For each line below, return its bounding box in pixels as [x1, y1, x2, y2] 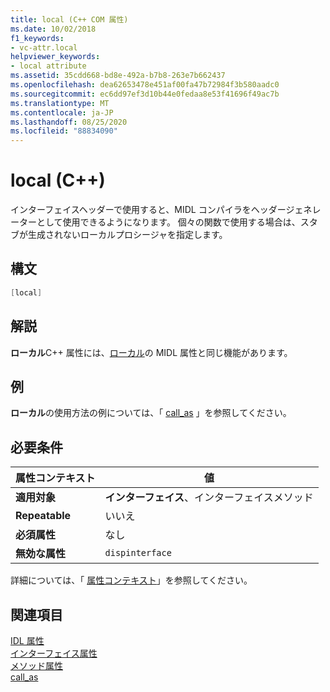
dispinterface [104, 547, 172, 559]
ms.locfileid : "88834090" [10, 126, 118, 136]
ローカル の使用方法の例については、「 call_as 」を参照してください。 [10, 407, 292, 419]
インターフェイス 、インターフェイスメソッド [104, 491, 314, 505]
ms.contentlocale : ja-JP [10, 107, 114, 118]
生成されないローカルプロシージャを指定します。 [27, 229, 228, 241]
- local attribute [10, 61, 87, 71]
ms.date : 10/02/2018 [10, 24, 97, 34]
